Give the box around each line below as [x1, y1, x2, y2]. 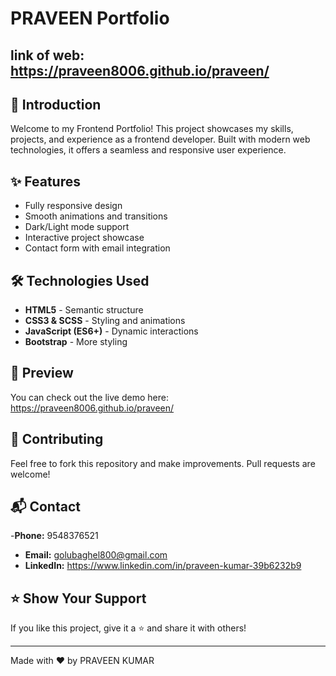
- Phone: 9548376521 [10, 530, 99, 542]
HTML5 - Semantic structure [24, 304, 144, 316]
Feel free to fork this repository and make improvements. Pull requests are [10, 457, 316, 469]
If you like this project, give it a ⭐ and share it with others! [10, 622, 247, 634]
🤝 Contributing [10, 431, 104, 448]
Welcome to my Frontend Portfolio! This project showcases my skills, [10, 123, 294, 135]
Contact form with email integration [24, 242, 171, 254]
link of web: [10, 47, 85, 64]
